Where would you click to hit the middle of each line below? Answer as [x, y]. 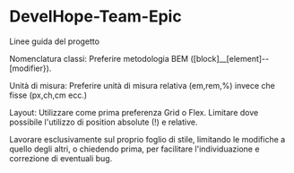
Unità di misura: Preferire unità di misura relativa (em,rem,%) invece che [143, 85]
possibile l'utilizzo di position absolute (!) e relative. [104, 122]
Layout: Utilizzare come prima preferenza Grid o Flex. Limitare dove [134, 112]
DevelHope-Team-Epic [95, 17]
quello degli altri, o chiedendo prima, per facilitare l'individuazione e [134, 149]
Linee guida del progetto [55, 41]
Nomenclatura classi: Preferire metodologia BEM [99, 58]
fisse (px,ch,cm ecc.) [48, 95]
